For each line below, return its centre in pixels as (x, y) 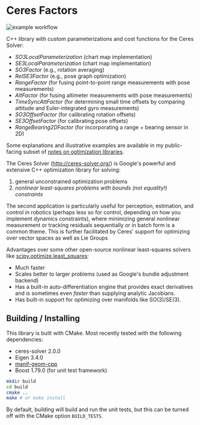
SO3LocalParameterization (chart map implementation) (83, 57)
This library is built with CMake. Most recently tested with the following (94, 333)
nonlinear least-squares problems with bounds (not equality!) (91, 188)
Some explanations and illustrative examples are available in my (85, 145)
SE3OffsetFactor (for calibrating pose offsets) (71, 120)
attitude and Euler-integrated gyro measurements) (77, 108)
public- (174, 145)
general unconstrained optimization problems (71, 181)
